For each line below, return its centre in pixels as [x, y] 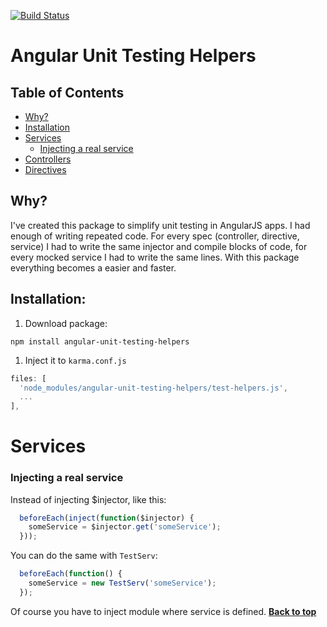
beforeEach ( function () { [71, 574]
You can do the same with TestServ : [84, 556]
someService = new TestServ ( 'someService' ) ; [122, 583]
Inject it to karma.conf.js [75, 360]
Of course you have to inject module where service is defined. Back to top [163, 611]
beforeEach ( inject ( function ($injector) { [107, 518]
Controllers [48, 159]
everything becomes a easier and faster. [93, 267]
